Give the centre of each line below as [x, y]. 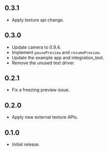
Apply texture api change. [38, 20]
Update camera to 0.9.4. [36, 47]
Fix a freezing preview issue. [41, 90]
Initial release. [26, 145]
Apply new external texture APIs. [45, 117]
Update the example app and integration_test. [58, 57]
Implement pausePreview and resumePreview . [56, 52]
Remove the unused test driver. [43, 63]
